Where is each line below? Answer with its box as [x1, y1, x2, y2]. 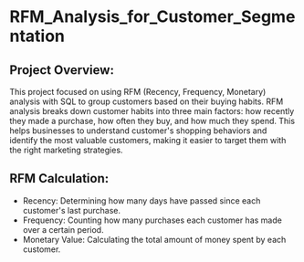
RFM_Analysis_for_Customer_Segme [9, 6, 296, 27]
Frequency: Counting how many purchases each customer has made [22, 215, 283, 225]
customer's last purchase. [22, 204, 121, 215]
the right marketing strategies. [9, 144, 123, 155]
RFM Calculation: [9, 171, 110, 186]
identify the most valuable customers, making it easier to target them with [9, 135, 287, 145]
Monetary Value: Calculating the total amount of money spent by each [22, 234, 287, 245]
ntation [9, 26, 66, 47]
